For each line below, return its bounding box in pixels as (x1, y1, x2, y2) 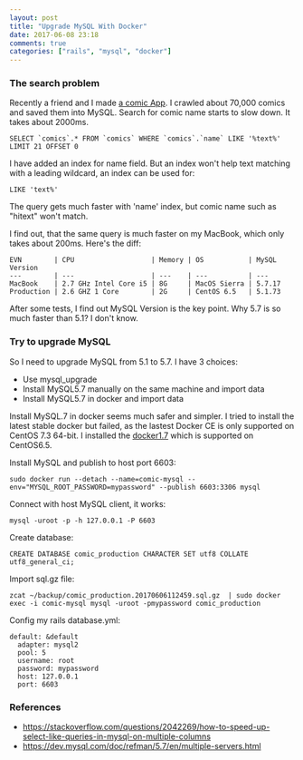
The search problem (9, 77, 100, 90)
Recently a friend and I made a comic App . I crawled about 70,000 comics (9, 97, 286, 109)
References (9, 700, 62, 713)
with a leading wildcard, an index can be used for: (9, 168, 195, 179)
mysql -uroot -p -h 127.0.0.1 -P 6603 (9, 516, 156, 525)
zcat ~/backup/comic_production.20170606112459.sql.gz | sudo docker (9, 590, 281, 599)
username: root (17, 656, 75, 665)
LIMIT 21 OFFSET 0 (9, 142, 79, 151)
